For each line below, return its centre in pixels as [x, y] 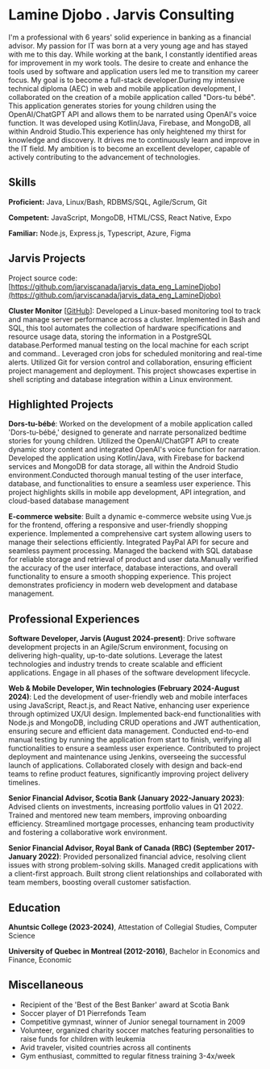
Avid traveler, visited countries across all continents [106, 1047]
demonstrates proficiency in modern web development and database [123, 585]
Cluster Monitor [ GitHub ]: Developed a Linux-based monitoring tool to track [135, 310]
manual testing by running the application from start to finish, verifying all [130, 740]
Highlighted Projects [61, 404]
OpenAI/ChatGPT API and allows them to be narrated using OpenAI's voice [133, 114]
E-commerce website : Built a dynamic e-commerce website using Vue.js [130, 517]
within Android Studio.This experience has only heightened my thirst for [127, 131]
